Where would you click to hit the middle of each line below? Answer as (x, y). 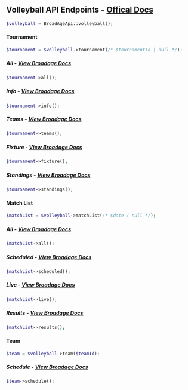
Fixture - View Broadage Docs (44, 147)
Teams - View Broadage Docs (44, 119)
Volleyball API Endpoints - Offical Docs (80, 10)
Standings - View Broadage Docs (48, 175)
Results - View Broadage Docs (45, 313)
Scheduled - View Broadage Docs (49, 257)
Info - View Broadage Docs (40, 91)
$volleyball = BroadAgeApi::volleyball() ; (60, 23)
